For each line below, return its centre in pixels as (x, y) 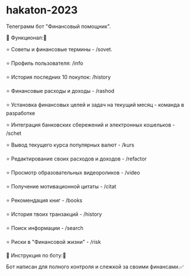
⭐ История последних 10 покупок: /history (58, 77)
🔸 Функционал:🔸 (26, 37)
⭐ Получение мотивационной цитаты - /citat (61, 186)
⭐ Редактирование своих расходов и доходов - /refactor (77, 159)
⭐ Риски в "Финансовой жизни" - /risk (53, 242)
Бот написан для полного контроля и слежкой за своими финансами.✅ (95, 267)
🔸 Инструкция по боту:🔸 (36, 255)
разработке (20, 113)
